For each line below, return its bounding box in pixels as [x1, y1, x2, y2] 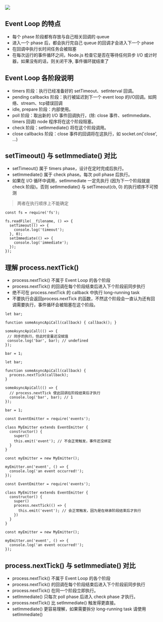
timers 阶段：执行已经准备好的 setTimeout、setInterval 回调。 [12, 88, 137, 94]
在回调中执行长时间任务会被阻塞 [12, 46, 77, 51]
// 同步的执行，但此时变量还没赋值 [7, 334, 69, 339]
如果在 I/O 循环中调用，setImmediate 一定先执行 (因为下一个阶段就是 [12, 178, 150, 184]
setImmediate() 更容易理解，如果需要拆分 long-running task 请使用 [12, 606, 146, 612]
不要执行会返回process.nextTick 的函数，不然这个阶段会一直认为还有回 [12, 296, 155, 301]
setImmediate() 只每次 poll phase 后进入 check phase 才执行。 [12, 594, 138, 600]
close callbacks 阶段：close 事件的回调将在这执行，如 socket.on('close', [12, 130, 158, 137]
